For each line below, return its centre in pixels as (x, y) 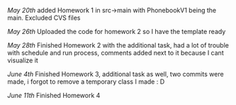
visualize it (23, 60)
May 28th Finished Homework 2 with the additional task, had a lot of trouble (118, 45)
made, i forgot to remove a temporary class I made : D (86, 82)
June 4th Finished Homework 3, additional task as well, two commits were (116, 74)
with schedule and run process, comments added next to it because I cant (116, 53)
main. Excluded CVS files (44, 18)
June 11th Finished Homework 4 (54, 95)
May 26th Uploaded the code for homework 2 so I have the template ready (117, 32)
